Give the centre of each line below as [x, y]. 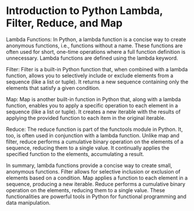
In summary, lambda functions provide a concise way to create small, [89, 165]
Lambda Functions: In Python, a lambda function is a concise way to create [96, 39]
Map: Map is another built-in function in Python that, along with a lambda [94, 99]
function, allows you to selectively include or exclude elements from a [90, 75]
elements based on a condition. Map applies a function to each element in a [97, 178]
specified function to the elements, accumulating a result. [75, 154]
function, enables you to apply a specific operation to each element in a [92, 105]
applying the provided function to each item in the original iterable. [86, 117]
